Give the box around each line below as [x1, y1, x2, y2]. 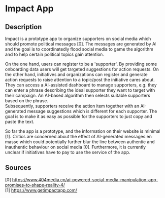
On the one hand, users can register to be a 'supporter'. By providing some [5, 61, 157, 67]
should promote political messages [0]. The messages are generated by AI [5, 41, 157, 47]
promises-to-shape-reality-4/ [5, 182, 65, 188]
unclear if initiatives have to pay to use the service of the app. [5, 149, 131, 155]
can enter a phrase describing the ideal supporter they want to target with [5, 87, 155, 93]
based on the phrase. [5, 98, 48, 104]
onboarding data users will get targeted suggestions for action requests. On [5, 66, 159, 72]
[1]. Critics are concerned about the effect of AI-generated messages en [5, 134, 152, 139]
